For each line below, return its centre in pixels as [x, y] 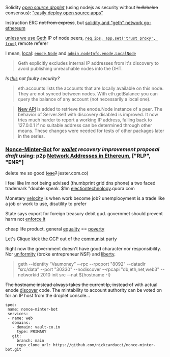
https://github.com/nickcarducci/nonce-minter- [105, 345]
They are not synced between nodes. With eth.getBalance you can [88, 94]
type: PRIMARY [32, 332]
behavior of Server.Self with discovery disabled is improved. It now [88, 114]
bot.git [13, 350]
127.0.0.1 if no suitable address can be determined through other [85, 125]
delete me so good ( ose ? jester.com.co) [47, 173]
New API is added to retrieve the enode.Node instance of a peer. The [90, 109]
